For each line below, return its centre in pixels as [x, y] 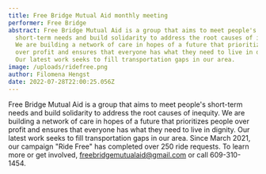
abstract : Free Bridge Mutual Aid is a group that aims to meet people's [133, 30]
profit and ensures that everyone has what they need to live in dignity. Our [129, 129]
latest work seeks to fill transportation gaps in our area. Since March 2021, [129, 138]
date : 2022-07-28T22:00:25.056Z [61, 81]
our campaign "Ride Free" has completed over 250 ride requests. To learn [129, 146]
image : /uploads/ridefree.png [58, 67]
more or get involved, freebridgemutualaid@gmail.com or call [108, 154]
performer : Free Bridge [47, 23]
